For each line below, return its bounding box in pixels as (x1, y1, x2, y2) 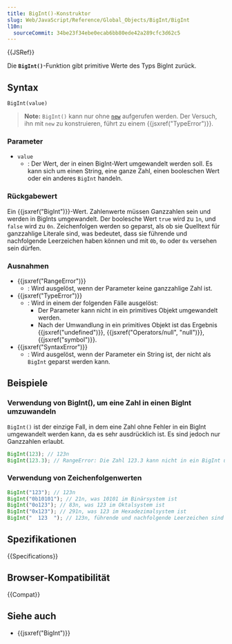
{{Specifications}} (7, 552, 59, 560)
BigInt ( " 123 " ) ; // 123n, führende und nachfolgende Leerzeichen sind (7, 515, 224, 522)
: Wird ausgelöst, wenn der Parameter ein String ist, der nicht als (27, 350, 211, 358)
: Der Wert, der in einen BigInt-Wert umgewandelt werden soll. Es (27, 159, 213, 168)
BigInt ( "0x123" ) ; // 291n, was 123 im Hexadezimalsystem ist (7, 508, 187, 515)
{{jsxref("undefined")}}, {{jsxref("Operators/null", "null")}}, (37, 328, 205, 336)
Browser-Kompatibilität (7, 572, 110, 584)
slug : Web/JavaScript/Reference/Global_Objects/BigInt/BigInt (7, 17, 190, 23)
